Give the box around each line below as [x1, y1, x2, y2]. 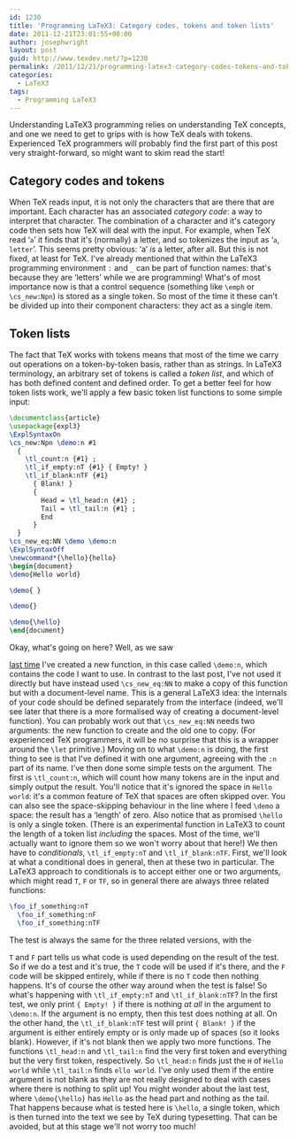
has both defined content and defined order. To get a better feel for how [9, 378, 272, 388]
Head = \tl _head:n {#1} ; [41, 496, 137, 505]
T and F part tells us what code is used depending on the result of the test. [9, 951, 280, 962]
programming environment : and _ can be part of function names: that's [9, 263, 271, 273]
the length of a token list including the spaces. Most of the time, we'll [9, 828, 261, 839]
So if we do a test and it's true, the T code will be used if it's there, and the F [9, 961, 286, 972]
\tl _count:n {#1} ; [25, 455, 97, 464]
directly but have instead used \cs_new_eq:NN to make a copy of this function [9, 678, 288, 689]
